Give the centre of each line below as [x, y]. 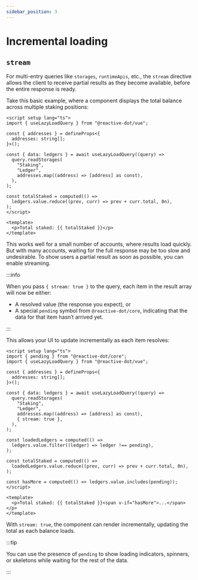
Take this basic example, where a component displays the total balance [94, 100]
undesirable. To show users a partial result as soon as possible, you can [95, 257]
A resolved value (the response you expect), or [73, 304]
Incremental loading [57, 41]
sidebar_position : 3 [32, 12]
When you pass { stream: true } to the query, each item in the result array [99, 286]
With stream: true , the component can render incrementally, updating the [97, 524]
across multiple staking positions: [47, 107]
